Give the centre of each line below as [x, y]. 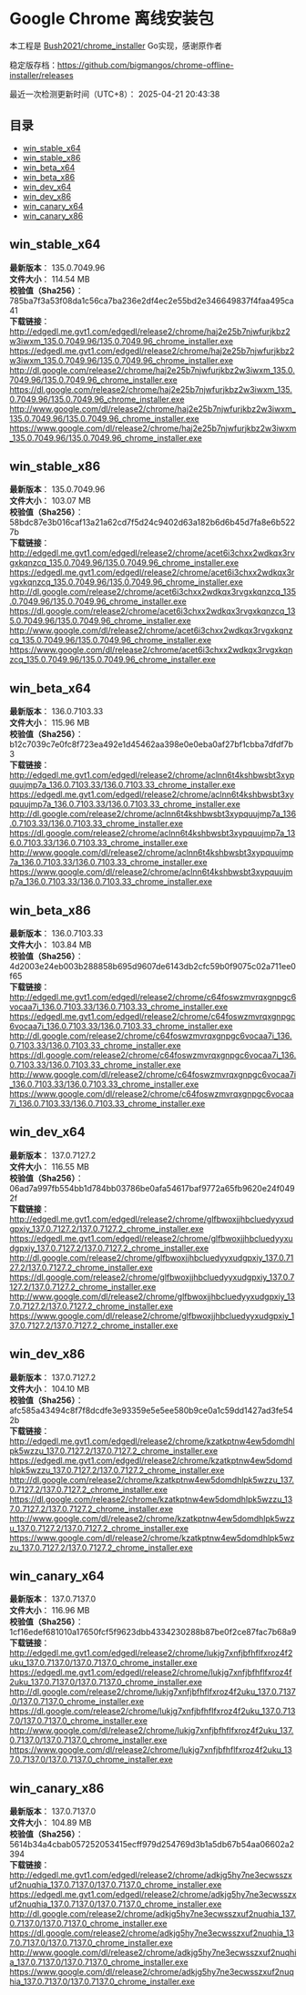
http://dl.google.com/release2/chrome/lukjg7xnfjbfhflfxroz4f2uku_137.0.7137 [153, 1692]
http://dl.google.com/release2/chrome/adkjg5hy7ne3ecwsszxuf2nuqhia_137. [153, 1914]
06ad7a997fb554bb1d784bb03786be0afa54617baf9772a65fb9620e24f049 [152, 1188]
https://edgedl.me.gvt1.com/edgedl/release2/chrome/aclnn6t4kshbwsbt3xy [152, 794]
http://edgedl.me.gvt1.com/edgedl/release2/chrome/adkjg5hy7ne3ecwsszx [151, 1875]
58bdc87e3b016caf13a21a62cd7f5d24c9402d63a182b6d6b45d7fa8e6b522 [153, 522]
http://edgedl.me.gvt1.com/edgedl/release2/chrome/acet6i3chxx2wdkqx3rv [153, 553]
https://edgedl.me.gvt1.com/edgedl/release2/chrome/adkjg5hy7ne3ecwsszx [153, 1895]
